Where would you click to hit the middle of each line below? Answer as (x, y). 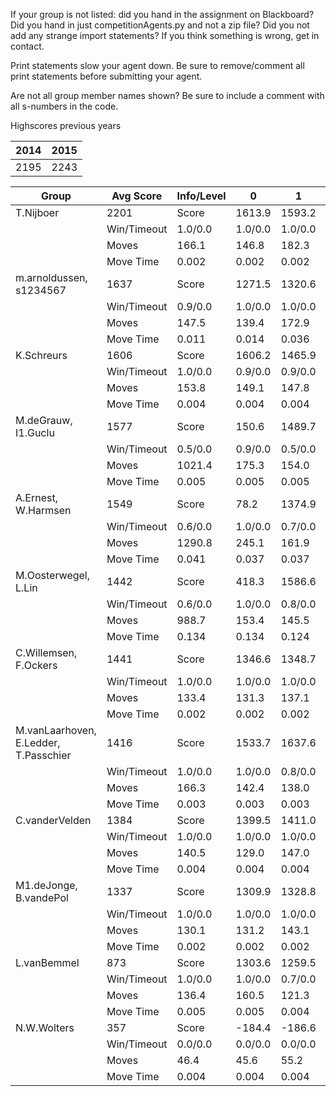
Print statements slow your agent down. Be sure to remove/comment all (157, 65)
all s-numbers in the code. (64, 106)
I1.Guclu (35, 432)
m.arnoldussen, (51, 277)
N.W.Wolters (45, 1027)
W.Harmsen (43, 510)
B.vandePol (42, 897)
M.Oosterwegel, (53, 575)
